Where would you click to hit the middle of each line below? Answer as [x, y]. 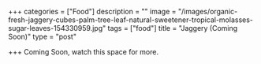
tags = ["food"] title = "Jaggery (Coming [173, 28]
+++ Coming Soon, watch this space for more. [84, 52]
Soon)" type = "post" [43, 36]
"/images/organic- [208, 11]
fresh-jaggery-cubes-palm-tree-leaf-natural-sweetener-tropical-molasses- [131, 20]
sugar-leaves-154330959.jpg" [57, 28]
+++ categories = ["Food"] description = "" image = [92, 11]
